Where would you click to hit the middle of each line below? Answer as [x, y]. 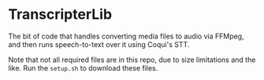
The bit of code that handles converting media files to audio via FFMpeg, [126, 36]
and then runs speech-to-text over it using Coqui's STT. [99, 44]
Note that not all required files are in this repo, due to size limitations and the [132, 60]
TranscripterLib [60, 15]
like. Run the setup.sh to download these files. [83, 67]
